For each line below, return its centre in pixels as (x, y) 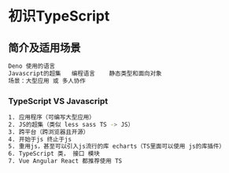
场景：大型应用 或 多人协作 (47, 81)
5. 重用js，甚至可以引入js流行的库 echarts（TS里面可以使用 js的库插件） (117, 146)
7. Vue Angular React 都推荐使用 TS (65, 161)
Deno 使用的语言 (32, 66)
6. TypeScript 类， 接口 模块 (54, 154)
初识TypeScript (59, 16)
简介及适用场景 (44, 48)
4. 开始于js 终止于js (40, 139)
